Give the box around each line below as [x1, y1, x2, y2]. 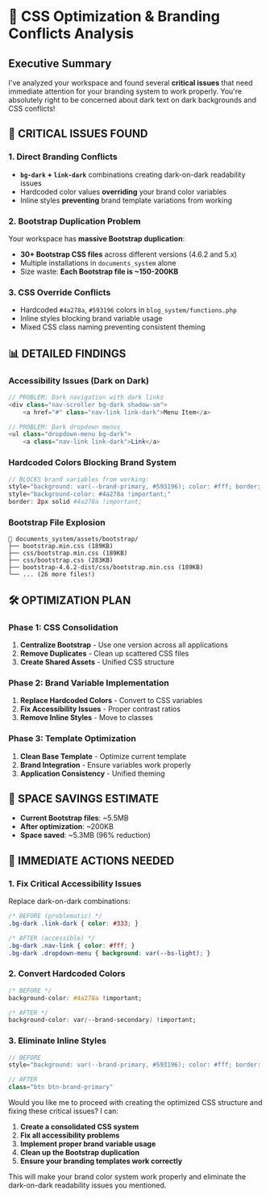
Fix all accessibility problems [19, 1130, 120, 1141]
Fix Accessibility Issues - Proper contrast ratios [19, 704, 181, 714]
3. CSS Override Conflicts [8, 287, 111, 298]
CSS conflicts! [8, 104, 56, 113]
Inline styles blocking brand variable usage [19, 314, 163, 324]
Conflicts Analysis [8, 24, 135, 43]
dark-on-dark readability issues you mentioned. [8, 1180, 167, 1190]
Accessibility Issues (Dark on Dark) [8, 375, 149, 386]
